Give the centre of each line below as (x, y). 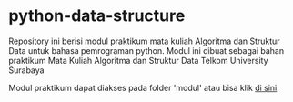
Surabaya (26, 70)
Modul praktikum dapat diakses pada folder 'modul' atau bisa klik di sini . (144, 87)
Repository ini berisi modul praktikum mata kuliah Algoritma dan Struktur (144, 41)
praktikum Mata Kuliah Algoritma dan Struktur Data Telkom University (139, 60)
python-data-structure (97, 16)
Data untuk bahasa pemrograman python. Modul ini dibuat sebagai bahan (146, 50)
